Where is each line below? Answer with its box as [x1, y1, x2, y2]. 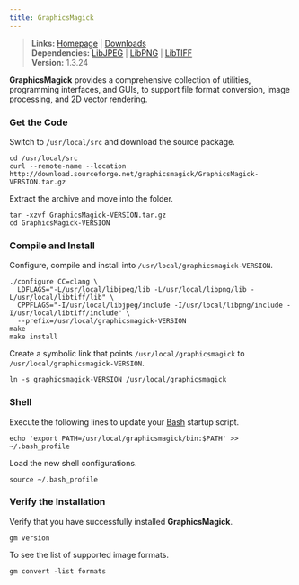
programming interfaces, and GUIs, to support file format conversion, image [9, 84, 290, 94]
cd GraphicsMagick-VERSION [9, 218, 110, 228]
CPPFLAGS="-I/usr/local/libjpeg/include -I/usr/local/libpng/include [17, 301, 283, 310]
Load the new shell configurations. [9, 457, 137, 468]
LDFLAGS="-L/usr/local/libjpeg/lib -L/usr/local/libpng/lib [17, 285, 247, 294]
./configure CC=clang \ [9, 277, 99, 286]
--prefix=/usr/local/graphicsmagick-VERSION [17, 317, 187, 326]
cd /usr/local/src [9, 154, 78, 163]
